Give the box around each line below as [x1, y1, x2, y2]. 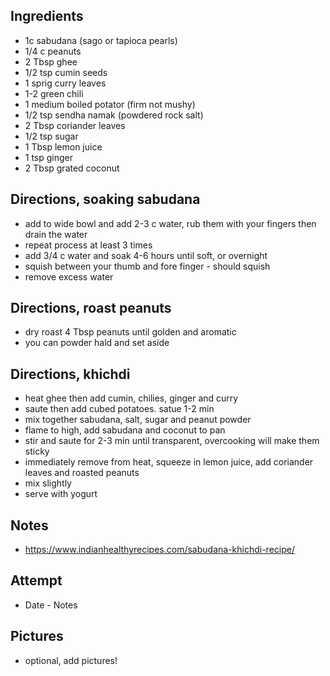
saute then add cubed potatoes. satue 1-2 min [24, 403, 215, 415]
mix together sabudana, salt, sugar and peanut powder [24, 414, 252, 426]
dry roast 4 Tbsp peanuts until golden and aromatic [24, 326, 237, 338]
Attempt [10, 572, 63, 589]
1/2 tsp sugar [24, 130, 79, 142]
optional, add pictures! [24, 654, 118, 666]
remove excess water [24, 270, 114, 283]
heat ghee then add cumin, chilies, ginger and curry [24, 392, 239, 404]
